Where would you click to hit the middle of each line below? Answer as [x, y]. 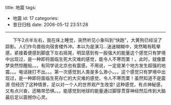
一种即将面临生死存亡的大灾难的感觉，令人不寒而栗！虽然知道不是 [92, 78]
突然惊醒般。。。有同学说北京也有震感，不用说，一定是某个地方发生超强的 [85, 65]
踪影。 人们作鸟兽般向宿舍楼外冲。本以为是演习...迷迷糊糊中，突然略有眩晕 [83, 46]
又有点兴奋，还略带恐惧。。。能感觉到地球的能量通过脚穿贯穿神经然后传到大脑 [85, 91]
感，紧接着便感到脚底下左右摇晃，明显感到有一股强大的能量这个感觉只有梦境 [85, 53]
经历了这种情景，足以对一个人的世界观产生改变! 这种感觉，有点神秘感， [90, 84]
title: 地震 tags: [21, 7]
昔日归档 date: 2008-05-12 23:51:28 [50, 25]
